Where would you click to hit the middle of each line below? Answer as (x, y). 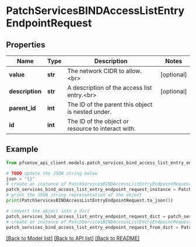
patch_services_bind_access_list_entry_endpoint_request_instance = (91, 190)
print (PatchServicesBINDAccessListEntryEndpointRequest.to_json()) (90, 201)
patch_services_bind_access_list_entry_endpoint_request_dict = (86, 216)
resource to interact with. (101, 128)
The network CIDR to (96, 71)
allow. (134, 71)
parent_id (22, 108)
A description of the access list (109, 88)
